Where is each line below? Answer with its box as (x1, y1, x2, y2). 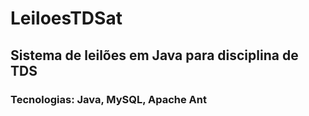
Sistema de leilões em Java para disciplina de (10, 47, 299, 64)
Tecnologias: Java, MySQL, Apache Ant (10, 92, 207, 106)
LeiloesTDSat (10, 7, 123, 30)
